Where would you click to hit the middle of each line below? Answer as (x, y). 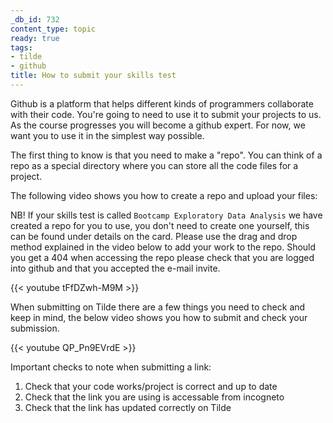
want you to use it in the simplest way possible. (107, 135)
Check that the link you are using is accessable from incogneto (154, 397)
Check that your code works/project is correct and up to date (151, 386)
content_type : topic (53, 29)
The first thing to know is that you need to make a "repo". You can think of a (166, 155)
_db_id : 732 (35, 19)
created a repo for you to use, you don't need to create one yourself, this (160, 225)
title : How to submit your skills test (93, 76)
